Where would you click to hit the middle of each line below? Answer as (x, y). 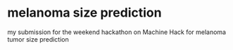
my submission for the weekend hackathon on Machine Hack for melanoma (117, 32)
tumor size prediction (38, 39)
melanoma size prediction (84, 13)
